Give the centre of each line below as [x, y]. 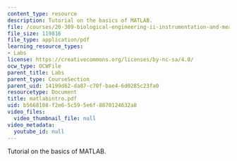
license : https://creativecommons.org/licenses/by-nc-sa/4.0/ [101, 60]
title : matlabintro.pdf [42, 99]
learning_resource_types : [45, 46]
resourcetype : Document [42, 92]
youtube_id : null [39, 131]
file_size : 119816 [34, 33]
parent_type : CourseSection [49, 79]
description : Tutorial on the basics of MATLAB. [80, 20]
